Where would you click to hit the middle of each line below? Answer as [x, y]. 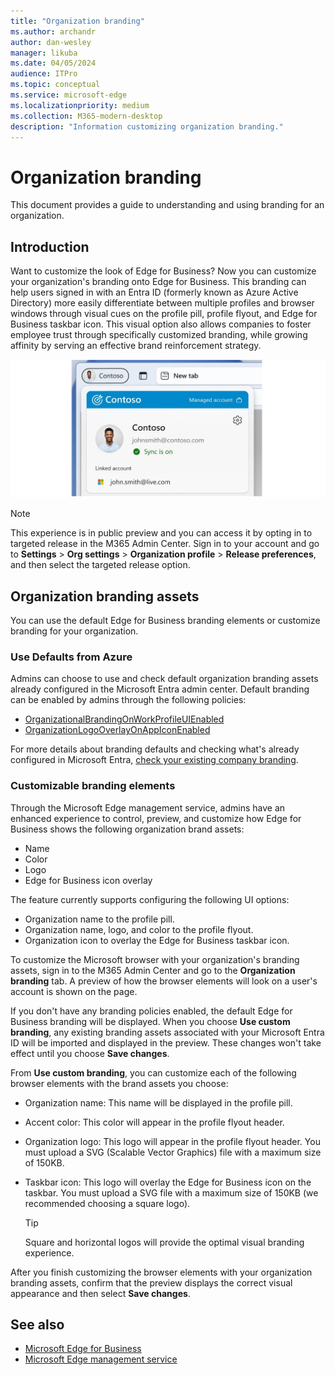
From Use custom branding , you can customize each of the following [153, 1072]
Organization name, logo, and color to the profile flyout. [139, 929]
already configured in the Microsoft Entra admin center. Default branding [160, 689]
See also [37, 1324]
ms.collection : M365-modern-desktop [86, 116]
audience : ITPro [44, 74]
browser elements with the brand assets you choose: [119, 1083]
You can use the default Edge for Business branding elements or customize [165, 620]
